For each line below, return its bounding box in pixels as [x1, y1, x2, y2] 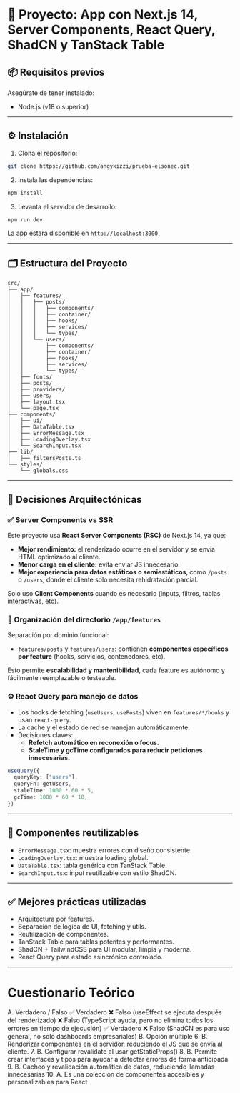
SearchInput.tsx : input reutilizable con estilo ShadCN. [17, 868, 177, 877]
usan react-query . [17, 715, 71, 724]
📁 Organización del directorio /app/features [7, 614, 161, 624]
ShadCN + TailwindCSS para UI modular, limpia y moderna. [17, 945, 192, 954]
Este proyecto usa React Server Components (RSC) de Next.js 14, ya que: [7, 531, 226, 539]
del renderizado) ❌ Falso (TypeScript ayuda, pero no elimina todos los [7, 1016, 214, 1024]
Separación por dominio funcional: [7, 631, 109, 639]
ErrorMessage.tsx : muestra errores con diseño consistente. [17, 846, 192, 854]
